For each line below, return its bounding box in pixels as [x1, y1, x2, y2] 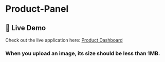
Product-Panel [5, 3, 69, 15]
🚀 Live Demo [5, 24, 46, 32]
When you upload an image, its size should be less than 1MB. [5, 50, 160, 57]
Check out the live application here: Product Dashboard [5, 37, 123, 43]
